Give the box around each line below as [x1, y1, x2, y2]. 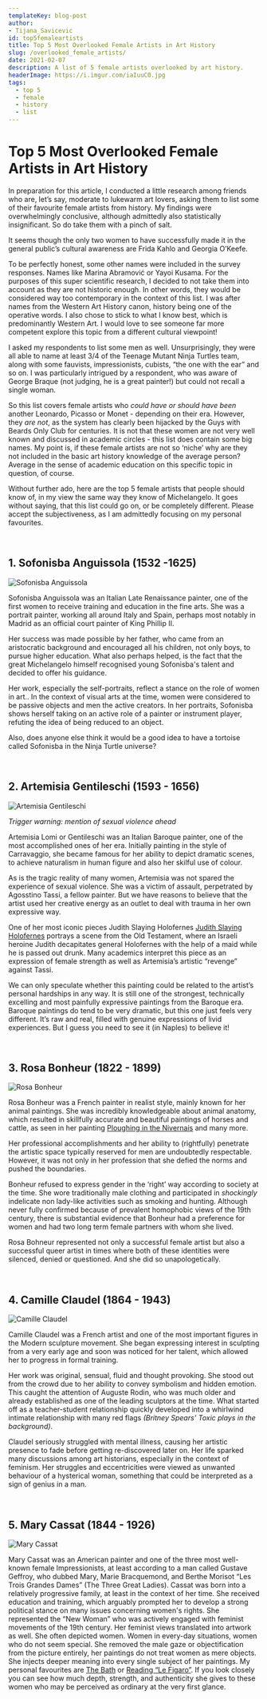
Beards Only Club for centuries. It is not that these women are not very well [8, 426, 255, 435]
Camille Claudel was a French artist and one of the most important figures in [8, 1330, 259, 1340]
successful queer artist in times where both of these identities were [8, 1246, 230, 1256]
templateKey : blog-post [8, 11, 88, 20]
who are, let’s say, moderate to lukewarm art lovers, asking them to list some [8, 194, 259, 204]
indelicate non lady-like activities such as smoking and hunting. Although [8, 1197, 248, 1206]
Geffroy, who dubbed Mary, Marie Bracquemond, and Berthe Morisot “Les [8, 1572, 252, 1581]
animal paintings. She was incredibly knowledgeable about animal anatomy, [8, 1107, 257, 1116]
